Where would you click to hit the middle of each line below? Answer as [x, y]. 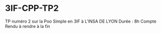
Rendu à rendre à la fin [28, 26]
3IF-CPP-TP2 [32, 8]
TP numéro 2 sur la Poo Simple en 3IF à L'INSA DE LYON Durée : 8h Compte [81, 21]
